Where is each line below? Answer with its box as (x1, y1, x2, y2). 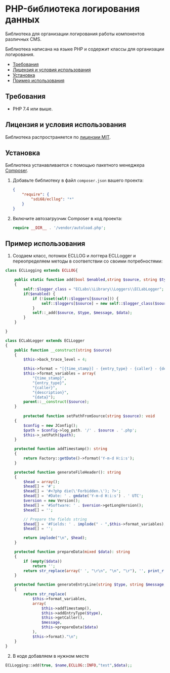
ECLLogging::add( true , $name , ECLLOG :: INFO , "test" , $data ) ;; (5, 662, 133, 668)
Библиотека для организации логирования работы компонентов (5, 31, 145, 37)
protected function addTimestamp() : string (14, 446, 108, 452)
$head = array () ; (23, 479, 60, 484)
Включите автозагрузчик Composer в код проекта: (12, 215, 122, 221)
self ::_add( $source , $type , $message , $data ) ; (32, 310, 133, 315)
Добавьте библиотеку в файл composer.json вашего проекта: (12, 178, 144, 184)
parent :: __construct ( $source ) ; (23, 399, 90, 404)
